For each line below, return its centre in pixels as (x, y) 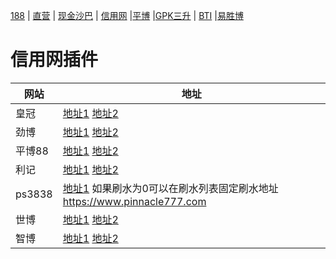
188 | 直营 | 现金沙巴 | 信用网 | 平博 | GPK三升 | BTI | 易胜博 (127, 15)
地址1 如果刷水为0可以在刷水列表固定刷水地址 (170, 188)
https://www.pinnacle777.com (134, 201)
